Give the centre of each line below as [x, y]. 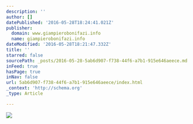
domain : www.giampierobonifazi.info [56, 33]
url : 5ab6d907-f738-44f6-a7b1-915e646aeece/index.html [75, 83]
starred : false [25, 55]
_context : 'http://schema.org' [44, 88]
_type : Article [25, 93]
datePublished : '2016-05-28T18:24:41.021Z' [60, 22]
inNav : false [22, 77]
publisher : [19, 28]
